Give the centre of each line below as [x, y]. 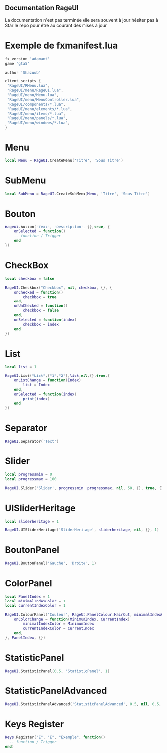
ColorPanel [29, 583]
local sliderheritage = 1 [32, 521]
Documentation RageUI [42, 8]
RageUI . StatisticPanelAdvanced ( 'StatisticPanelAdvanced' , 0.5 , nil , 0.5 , [83, 704]
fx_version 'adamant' [28, 59]
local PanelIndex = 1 [28, 597]
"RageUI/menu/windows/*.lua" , [39, 123]
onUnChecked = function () [41, 306]
